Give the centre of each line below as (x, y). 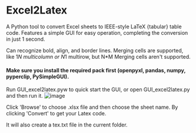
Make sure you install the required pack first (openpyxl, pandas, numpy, (96, 70)
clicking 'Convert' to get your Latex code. (56, 114)
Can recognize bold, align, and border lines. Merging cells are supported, (95, 50)
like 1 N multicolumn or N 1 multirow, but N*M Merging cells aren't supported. (98, 56)
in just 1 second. (26, 39)
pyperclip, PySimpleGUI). (38, 77)
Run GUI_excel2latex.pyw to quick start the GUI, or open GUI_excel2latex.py (98, 89)
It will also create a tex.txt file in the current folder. (67, 125)
